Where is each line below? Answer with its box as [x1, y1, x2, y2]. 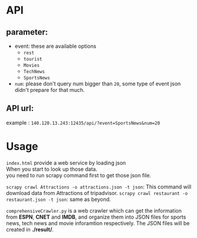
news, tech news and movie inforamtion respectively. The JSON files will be [6, 219, 190, 227]
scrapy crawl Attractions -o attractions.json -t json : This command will [6, 183, 192, 190]
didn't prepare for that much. [14, 87, 85, 93]
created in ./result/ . [6, 226, 54, 233]
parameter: [6, 27, 48, 37]
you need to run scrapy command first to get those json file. [6, 171, 152, 178]
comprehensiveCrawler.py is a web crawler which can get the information [6, 207, 182, 214]
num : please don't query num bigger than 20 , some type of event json [14, 80, 181, 87]
